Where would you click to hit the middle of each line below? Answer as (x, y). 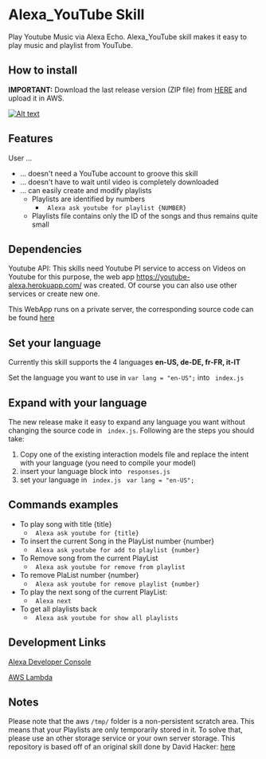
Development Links (57, 643)
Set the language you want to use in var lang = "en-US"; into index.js (126, 378)
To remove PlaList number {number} (79, 575)
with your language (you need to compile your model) (108, 463)
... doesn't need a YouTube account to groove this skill (109, 173)
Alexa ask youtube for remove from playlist (110, 567)
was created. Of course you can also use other (160, 286)
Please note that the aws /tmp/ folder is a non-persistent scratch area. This (131, 721)
